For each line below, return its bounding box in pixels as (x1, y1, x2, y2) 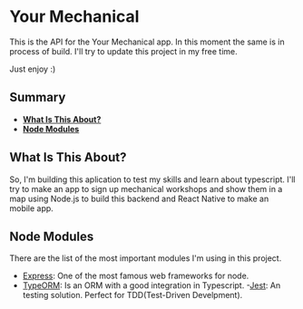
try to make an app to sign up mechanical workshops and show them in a (9, 183, 283, 194)
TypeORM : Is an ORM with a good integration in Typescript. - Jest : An (22, 280, 281, 291)
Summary (9, 90, 66, 105)
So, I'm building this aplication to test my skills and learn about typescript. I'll (9, 174, 296, 185)
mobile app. (9, 202, 54, 214)
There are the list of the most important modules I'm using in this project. (9, 253, 282, 264)
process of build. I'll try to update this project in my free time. (9, 45, 238, 56)
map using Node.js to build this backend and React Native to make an (9, 193, 269, 204)
